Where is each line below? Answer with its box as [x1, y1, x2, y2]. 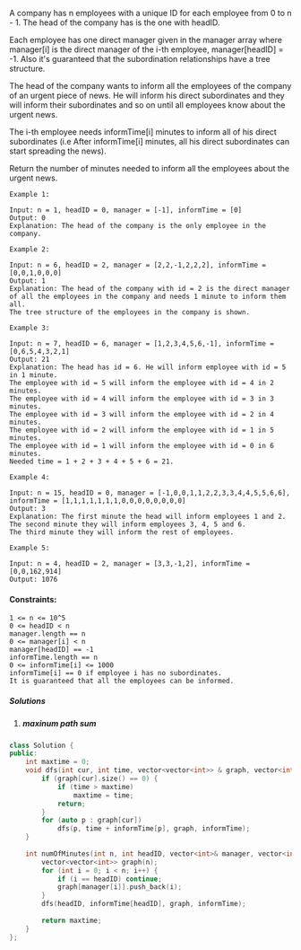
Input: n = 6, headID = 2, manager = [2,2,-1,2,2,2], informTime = [9, 260, 267, 269]
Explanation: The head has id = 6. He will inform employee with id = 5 [9, 363, 287, 372]
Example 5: [9, 543, 50, 552]
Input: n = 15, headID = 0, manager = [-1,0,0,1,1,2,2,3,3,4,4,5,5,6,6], [9, 488, 291, 497]
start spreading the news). [9, 145, 107, 156]
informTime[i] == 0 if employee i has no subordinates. [9, 669, 222, 678]
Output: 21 [9, 355, 50, 364]
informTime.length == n [9, 653, 99, 663]
